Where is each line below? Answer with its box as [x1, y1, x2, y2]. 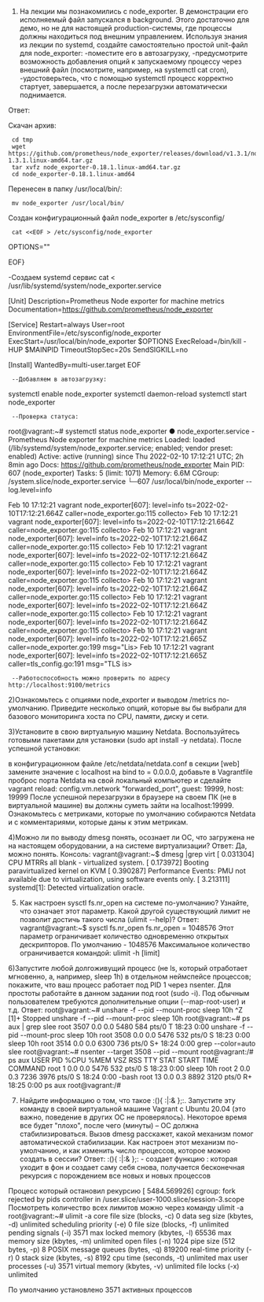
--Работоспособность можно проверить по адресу [11, 674, 170, 682]
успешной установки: [8, 743, 81, 753]
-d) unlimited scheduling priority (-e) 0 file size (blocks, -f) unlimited [8, 1219, 229, 1229]
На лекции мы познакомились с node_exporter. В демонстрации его [19, 7, 249, 16]
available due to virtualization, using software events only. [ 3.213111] [8, 875, 230, 883]
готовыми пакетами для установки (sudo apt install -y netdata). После [8, 736, 242, 744]
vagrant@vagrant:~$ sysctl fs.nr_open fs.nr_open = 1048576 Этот [19, 924, 234, 932]
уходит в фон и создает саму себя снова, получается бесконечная [19, 1163, 245, 1171]
